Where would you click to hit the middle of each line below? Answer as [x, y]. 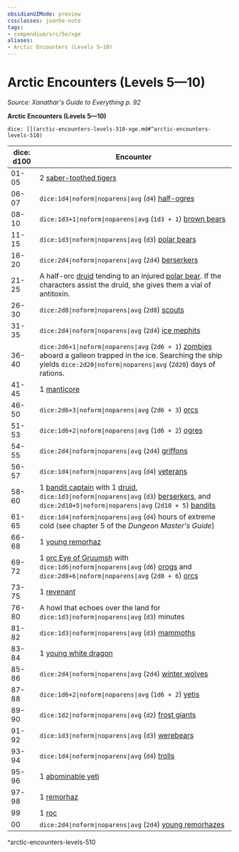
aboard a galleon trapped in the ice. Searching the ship [131, 355]
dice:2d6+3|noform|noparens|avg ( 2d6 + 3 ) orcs [119, 410]
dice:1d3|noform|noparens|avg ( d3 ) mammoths [117, 632]
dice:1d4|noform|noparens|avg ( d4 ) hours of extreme [127, 517]
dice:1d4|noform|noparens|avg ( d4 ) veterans [113, 471]
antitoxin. [55, 293]
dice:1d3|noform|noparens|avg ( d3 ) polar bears [118, 239]
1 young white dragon [76, 653]
